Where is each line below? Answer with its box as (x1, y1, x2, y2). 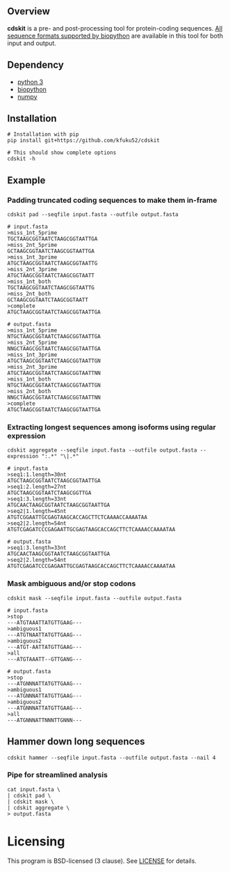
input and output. (7, 38, 57, 47)
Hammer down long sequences (7, 735, 145, 748)
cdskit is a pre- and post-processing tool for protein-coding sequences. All (7, 24, 223, 32)
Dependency (7, 59, 64, 71)
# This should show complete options (7, 149, 117, 156)
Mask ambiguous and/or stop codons (7, 579, 136, 588)
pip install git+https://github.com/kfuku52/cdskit (7, 137, 160, 144)
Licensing (7, 834, 65, 850)
